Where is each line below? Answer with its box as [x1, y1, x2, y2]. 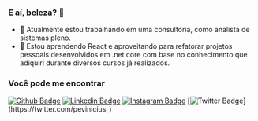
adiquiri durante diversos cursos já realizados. [19, 58, 170, 68]
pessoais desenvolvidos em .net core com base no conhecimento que [19, 50, 248, 60]
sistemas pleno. [19, 33, 71, 42]
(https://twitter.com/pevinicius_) [8, 104, 112, 113]
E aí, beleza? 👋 [8, 7, 65, 18]
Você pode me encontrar [8, 78, 105, 89]
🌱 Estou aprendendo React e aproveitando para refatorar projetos [19, 42, 233, 51]
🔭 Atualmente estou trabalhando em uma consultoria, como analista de [19, 25, 250, 35]
